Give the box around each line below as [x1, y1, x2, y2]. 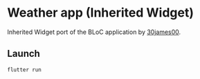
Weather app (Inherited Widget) [7, 5, 194, 21]
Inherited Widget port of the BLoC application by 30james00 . [7, 28, 181, 36]
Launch [7, 48, 40, 60]
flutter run [7, 66, 42, 73]
